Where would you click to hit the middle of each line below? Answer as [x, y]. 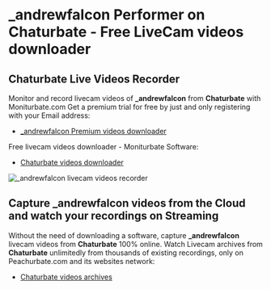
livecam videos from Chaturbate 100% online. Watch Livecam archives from [135, 244]
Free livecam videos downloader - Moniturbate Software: [104, 147]
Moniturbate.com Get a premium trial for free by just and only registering [129, 107]
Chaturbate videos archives [66, 277]
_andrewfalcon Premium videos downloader [93, 131]
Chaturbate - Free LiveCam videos [126, 32]
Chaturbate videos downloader [72, 162]
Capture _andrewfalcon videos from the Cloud [127, 203]
